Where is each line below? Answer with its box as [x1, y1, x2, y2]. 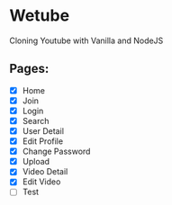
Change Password [22, 146, 91, 157]
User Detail [22, 126, 65, 136]
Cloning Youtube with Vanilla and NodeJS [9, 35, 164, 46]
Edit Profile [22, 136, 64, 147]
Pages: [9, 61, 50, 76]
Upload [22, 156, 50, 167]
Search [22, 115, 50, 126]
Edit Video [22, 176, 61, 187]
